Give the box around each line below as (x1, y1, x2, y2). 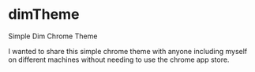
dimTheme (8, 5, 80, 23)
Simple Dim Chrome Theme (8, 31, 98, 41)
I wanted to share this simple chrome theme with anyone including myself (8, 46, 248, 56)
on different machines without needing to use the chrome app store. (8, 55, 230, 64)
